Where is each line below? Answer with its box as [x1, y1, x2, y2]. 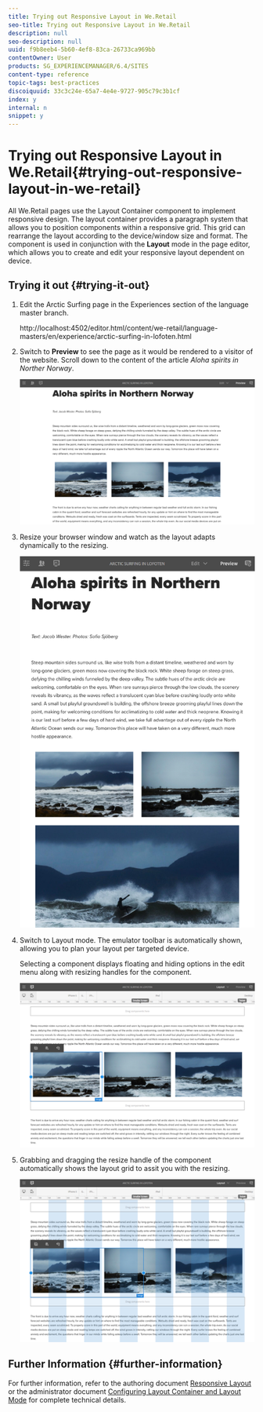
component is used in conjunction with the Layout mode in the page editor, [8, 239, 250, 249]
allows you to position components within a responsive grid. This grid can [8, 223, 246, 232]
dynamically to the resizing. [19, 540, 109, 549]
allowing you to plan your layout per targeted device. [19, 944, 189, 954]
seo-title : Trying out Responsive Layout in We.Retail [8, 20, 191, 29]
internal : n [8, 104, 47, 111]
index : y [8, 95, 37, 104]
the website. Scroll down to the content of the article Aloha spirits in [19, 355, 239, 364]
